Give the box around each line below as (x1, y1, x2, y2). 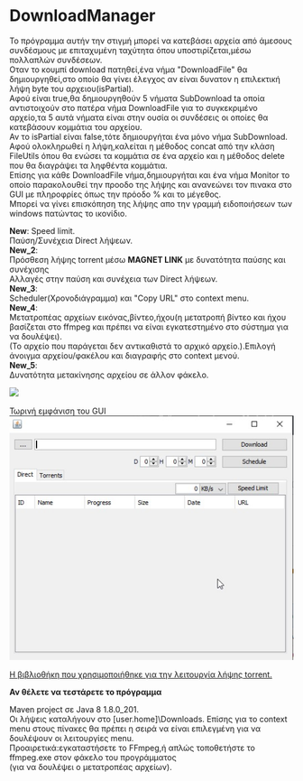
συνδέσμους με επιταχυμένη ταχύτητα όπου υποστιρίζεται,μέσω (9, 44, 252, 55)
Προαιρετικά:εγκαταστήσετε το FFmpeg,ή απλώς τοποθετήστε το (9, 742, 255, 754)
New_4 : (9, 302, 39, 312)
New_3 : (9, 283, 38, 293)
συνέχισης (9, 264, 50, 274)
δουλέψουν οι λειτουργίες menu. (9, 733, 134, 744)
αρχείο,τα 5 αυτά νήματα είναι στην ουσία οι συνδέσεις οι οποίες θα (9, 112, 269, 123)
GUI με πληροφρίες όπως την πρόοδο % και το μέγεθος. (9, 189, 222, 200)
